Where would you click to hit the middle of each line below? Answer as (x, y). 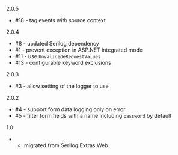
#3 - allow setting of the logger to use (62, 86)
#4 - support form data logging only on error (70, 109)
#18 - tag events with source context (60, 20)
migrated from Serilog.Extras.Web (66, 145)
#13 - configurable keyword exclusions (63, 63)
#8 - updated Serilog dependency (57, 44)
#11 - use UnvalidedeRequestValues (58, 56)
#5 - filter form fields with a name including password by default (93, 116)
